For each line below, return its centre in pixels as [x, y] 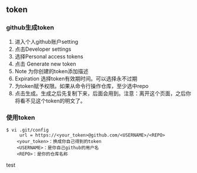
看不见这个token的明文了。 [53, 100]
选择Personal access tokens [49, 56]
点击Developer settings [43, 49]
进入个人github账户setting [46, 41]
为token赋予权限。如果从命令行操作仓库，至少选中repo [82, 86]
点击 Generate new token [45, 64]
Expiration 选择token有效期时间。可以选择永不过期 [76, 79]
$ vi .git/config [28, 130]
